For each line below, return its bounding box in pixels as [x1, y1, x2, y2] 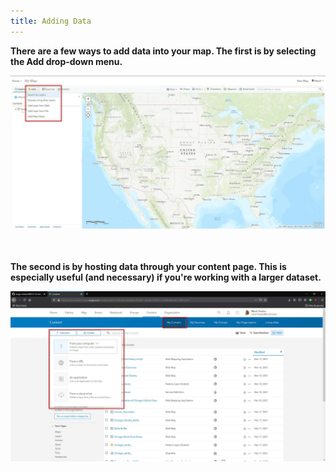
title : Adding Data [10, 16, 92, 26]
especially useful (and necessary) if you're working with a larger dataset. [10, 271, 322, 283]
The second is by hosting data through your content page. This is [10, 260, 287, 272]
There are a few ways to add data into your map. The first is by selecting [10, 45, 317, 57]
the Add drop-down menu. [10, 55, 123, 67]
